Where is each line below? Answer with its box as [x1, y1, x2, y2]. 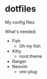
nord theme [19, 53, 42, 59]
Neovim [12, 64, 28, 69]
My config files [5, 19, 35, 25]
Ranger [12, 58, 26, 64]
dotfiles [5, 3, 36, 14]
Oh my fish [19, 43, 41, 49]
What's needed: [5, 28, 36, 34]
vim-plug [19, 68, 37, 74]
